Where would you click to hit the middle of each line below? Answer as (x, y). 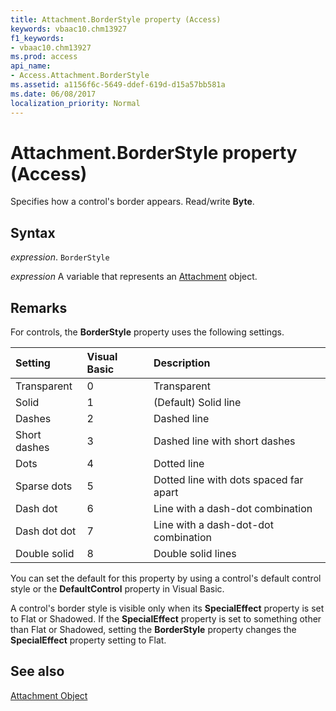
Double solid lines (195, 554)
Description (182, 363)
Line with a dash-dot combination (233, 509)
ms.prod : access (44, 57)
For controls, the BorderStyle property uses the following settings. (147, 332)
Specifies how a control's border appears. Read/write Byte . (132, 202)
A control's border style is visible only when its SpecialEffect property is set (167, 608)
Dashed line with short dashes (224, 441)
